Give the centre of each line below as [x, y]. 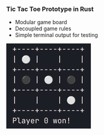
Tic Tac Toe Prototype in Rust [50, 9]
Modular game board [41, 22]
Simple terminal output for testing [56, 35]
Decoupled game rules [43, 28]
